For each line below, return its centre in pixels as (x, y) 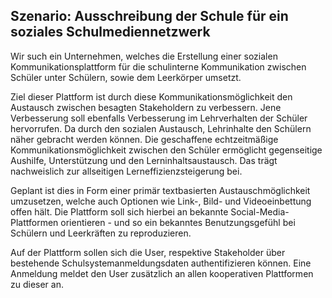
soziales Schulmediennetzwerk (110, 32)
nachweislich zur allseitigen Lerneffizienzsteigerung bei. (126, 171)
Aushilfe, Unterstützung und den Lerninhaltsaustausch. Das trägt (144, 160)
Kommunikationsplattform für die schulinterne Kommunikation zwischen (158, 66)
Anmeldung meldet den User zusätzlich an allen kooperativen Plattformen (162, 273)
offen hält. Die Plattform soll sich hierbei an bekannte (119, 211)
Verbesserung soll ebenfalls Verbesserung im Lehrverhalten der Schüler (159, 118)
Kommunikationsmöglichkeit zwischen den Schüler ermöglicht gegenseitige (166, 150)
